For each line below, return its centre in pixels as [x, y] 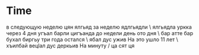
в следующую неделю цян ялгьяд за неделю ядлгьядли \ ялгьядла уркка [99, 27]
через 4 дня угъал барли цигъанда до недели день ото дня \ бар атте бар [100, 33]
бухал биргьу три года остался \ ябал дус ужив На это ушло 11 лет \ [92, 39]
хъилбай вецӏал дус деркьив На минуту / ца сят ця [70, 46]
